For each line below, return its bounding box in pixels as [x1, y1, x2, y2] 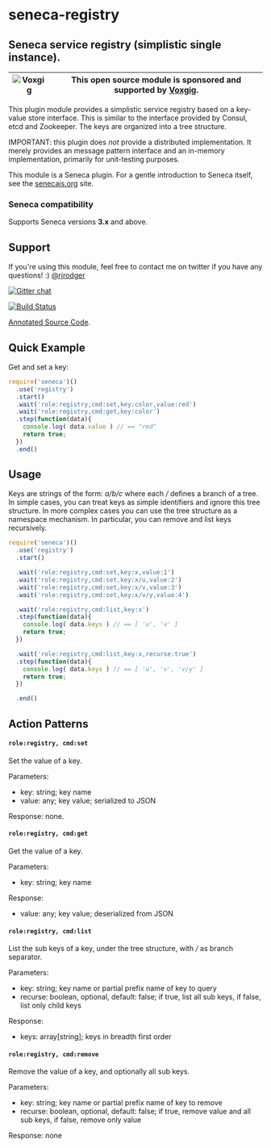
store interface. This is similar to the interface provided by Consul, [27, 113, 248, 123]
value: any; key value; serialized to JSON [19, 795, 156, 805]
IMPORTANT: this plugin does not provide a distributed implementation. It [8, 137, 252, 147]
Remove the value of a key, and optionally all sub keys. [8, 1067, 190, 1076]
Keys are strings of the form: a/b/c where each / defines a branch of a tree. [8, 489, 259, 499]
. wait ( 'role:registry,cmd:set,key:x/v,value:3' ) [15, 583, 182, 591]
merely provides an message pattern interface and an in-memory [8, 146, 226, 155]
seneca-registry [8, 6, 119, 24]
